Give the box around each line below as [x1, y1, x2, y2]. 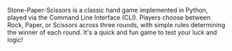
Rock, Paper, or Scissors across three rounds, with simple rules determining [7, 21, 226, 29]
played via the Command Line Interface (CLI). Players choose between [7, 13, 211, 22]
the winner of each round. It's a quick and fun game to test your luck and [7, 28, 217, 36]
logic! [7, 36, 23, 44]
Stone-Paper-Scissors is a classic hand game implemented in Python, [7, 6, 208, 14]
